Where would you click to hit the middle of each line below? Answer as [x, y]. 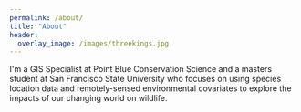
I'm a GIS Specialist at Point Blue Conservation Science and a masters [140, 69]
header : [24, 35]
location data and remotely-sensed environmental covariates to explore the [150, 88]
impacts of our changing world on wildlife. [88, 98]
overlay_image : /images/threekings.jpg [93, 43]
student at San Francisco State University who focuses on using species [145, 79]
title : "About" [38, 26]
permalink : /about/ [47, 18]
